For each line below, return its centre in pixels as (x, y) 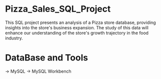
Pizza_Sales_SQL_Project (58, 9)
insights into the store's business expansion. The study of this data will (77, 27)
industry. (14, 38)
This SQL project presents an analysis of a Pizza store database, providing (80, 22)
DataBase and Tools (47, 58)
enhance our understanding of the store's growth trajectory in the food (77, 33)
